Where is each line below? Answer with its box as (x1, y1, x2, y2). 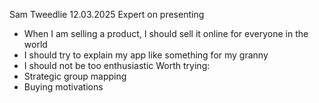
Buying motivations (23, 81, 104, 93)
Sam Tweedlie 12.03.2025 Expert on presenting (9, 9, 205, 20)
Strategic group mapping (23, 70, 127, 82)
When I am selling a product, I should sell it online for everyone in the (23, 28, 309, 39)
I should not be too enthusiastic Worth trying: (23, 60, 211, 71)
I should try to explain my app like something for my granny (23, 49, 269, 61)
